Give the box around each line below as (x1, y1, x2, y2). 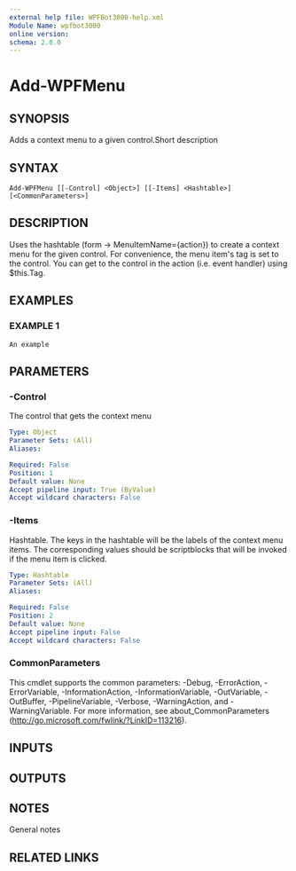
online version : (9, 29, 69, 38)
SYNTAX (9, 161, 59, 176)
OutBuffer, (9, 695, 47, 706)
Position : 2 (9, 611, 53, 621)
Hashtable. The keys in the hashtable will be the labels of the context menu (9, 534, 284, 545)
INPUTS (9, 741, 53, 756)
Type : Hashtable (9, 570, 69, 579)
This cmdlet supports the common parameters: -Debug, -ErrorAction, (9, 677, 263, 687)
